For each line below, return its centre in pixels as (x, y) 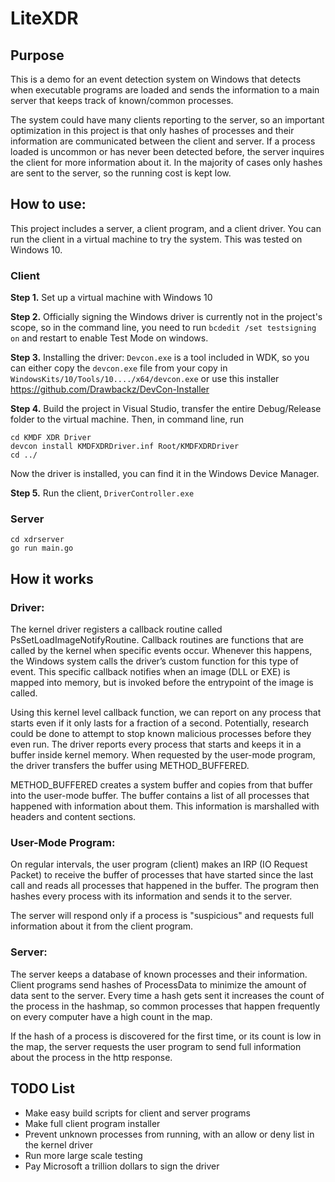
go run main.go (42, 548)
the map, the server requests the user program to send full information (156, 1046)
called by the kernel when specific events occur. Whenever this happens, (161, 651)
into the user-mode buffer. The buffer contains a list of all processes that (160, 796)
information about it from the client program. (102, 926)
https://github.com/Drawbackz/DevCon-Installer (110, 389)
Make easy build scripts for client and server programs (137, 1113)
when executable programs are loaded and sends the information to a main (165, 90)
